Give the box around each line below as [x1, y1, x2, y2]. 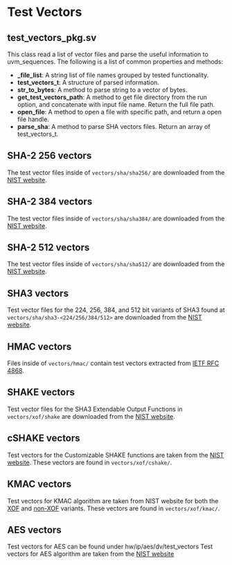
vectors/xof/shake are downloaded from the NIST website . [7, 412, 175, 420]
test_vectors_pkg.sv [7, 32, 97, 44]
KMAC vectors [7, 478, 71, 490]
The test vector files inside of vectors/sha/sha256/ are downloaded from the [7, 168, 225, 177]
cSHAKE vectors [7, 433, 81, 444]
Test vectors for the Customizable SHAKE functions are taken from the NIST [7, 451, 224, 459]
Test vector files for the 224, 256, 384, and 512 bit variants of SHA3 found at [7, 306, 225, 314]
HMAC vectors [7, 340, 72, 352]
